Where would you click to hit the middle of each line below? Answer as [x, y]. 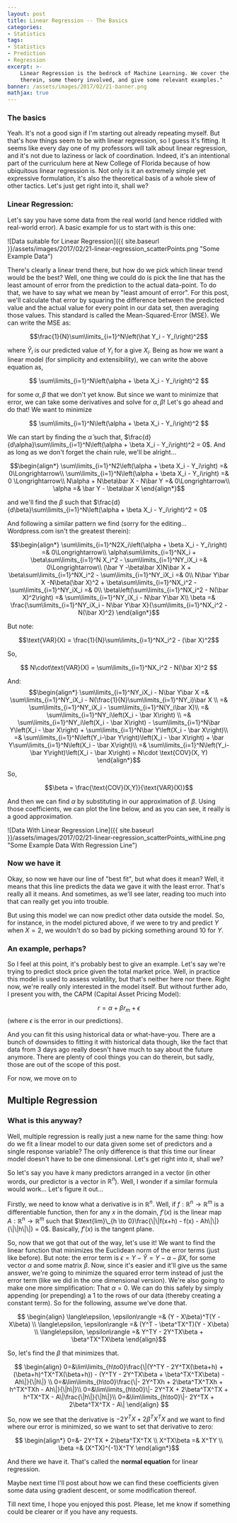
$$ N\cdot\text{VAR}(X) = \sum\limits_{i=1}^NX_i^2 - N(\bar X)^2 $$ [119, 667]
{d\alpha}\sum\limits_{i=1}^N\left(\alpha [65, 445]
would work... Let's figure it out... [56, 1189]
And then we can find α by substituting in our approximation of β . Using [111, 801]
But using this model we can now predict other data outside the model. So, [116, 915]
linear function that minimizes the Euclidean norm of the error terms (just [114, 1250]
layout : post [27, 14]
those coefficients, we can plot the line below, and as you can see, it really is [119, 808]
